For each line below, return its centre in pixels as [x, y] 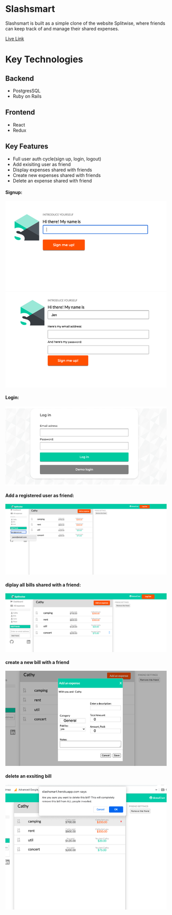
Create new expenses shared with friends [57, 175]
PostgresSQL [27, 91]
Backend [20, 78]
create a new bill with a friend [37, 662]
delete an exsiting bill [28, 776]
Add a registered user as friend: [40, 495]
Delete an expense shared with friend [52, 181]
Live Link [15, 39]
